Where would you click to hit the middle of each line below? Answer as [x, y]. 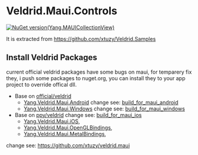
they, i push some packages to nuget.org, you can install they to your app [96, 78]
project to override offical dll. [41, 84]
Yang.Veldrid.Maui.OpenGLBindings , [68, 127]
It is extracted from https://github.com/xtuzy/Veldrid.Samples [81, 39]
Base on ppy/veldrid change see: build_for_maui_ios [78, 115]
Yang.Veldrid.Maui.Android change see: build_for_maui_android [101, 102]
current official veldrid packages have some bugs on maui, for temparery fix [99, 72]
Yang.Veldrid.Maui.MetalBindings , [65, 134]
